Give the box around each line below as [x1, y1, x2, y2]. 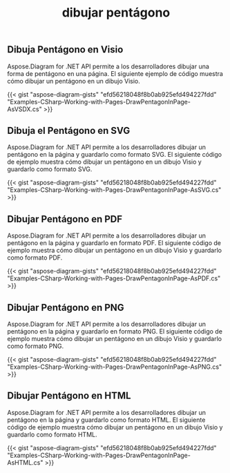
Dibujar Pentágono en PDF [7, 213, 123, 225]
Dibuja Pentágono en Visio [7, 44, 124, 56]
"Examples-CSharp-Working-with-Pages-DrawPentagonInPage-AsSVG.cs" [7, 186, 222, 194]
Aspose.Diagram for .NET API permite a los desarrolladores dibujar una [7, 62, 209, 70]
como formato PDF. [7, 253, 63, 262]
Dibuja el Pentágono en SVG [7, 125, 131, 136]
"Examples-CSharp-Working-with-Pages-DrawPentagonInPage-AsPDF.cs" [7, 274, 221, 282]
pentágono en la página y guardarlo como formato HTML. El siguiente [7, 416, 206, 424]
